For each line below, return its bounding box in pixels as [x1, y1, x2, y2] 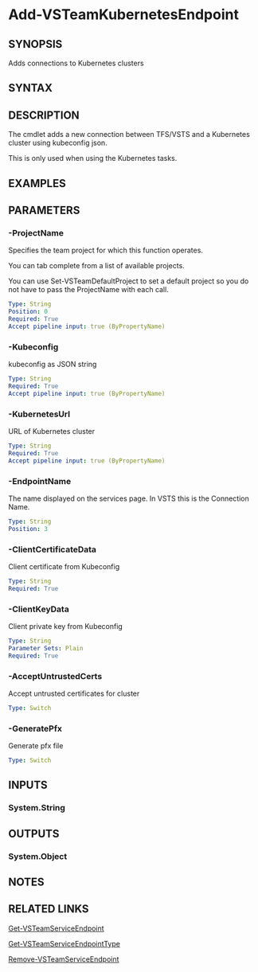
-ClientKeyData [8, 603, 69, 615]
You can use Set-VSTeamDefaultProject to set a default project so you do [8, 276, 249, 286]
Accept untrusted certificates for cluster [8, 689, 140, 698]
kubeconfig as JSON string [8, 360, 97, 369]
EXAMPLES [8, 177, 66, 190]
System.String [8, 802, 66, 814]
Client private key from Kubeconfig [8, 622, 123, 631]
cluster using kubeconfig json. [8, 138, 107, 148]
